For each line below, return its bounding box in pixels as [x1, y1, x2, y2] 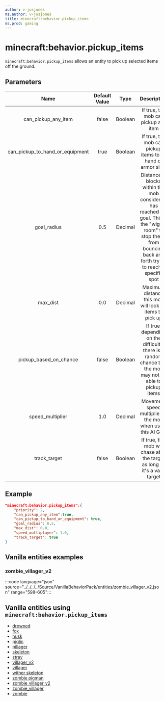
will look [140, 302, 160, 309]
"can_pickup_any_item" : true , [14, 512, 74, 517]
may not [140, 371, 160, 378]
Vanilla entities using [5, 603, 71, 612]
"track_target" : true [14, 535, 58, 540]
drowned [12, 623, 31, 629]
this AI [140, 429, 155, 435]
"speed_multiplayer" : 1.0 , [14, 530, 69, 535]
